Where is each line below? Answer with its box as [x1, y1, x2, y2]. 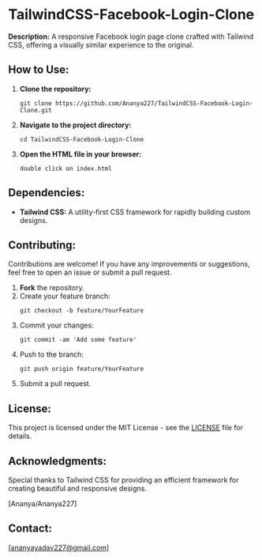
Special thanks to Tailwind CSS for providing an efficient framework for [8, 475, 239, 484]
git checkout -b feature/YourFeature [19, 307, 144, 315]
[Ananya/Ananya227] [8, 499, 77, 508]
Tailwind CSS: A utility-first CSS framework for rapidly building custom [19, 207, 251, 217]
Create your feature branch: [19, 291, 110, 301]
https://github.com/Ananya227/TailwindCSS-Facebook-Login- [54, 99, 254, 108]
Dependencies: [8, 186, 85, 199]
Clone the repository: [19, 84, 92, 93]
